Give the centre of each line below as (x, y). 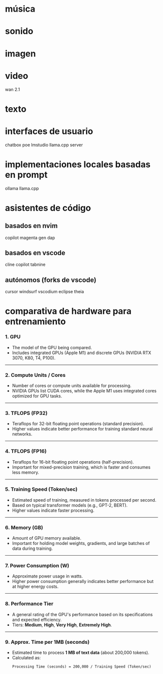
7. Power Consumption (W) (37, 566)
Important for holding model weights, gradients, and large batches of (81, 543)
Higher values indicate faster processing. (53, 510)
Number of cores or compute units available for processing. (72, 385)
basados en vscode (35, 253)
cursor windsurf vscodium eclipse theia (44, 292)
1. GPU (13, 337)
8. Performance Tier (29, 604)
